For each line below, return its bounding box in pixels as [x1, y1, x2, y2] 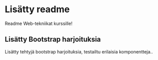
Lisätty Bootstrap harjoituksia [5, 35, 101, 44]
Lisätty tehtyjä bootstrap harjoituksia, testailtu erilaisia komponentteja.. [5, 48, 153, 54]
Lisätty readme [5, 4, 70, 15]
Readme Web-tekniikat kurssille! [5, 20, 72, 26]
